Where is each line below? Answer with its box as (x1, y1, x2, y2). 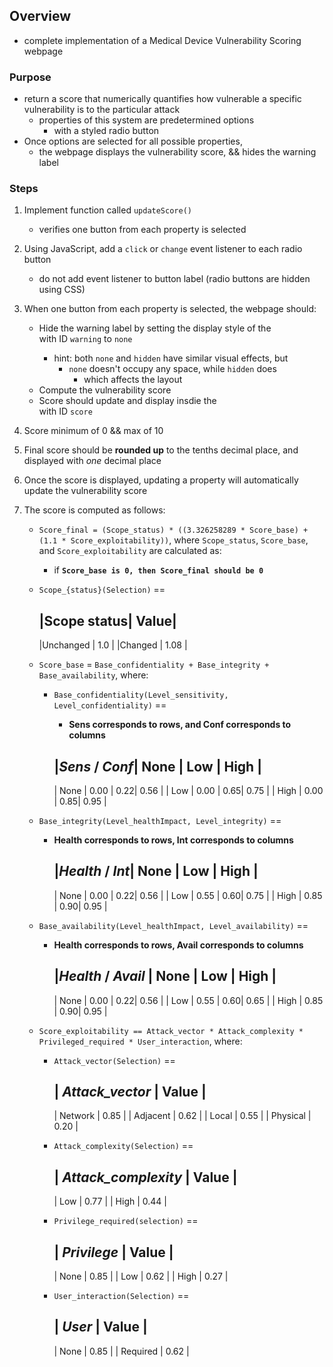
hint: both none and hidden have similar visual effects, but (53, 352, 289, 364)
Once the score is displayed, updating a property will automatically (23, 474, 299, 486)
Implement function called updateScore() (23, 204, 192, 216)
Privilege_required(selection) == (53, 1215, 199, 1227)
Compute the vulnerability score (38, 384, 172, 396)
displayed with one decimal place (23, 455, 162, 467)
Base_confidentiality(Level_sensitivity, (53, 690, 229, 701)
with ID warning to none (38, 333, 133, 345)
